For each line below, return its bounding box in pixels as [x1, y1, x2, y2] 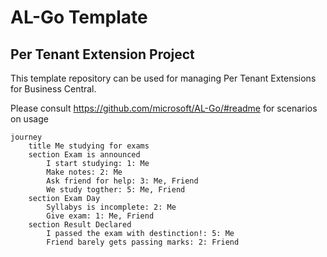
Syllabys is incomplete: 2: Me [46, 202, 177, 212]
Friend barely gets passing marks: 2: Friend [46, 237, 240, 247]
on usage [10, 113, 49, 125]
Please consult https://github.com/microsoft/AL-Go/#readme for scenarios [10, 102, 318, 114]
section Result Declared [28, 220, 132, 230]
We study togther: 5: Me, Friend [46, 185, 186, 195]
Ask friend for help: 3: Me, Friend [46, 176, 199, 186]
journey [10, 132, 43, 142]
